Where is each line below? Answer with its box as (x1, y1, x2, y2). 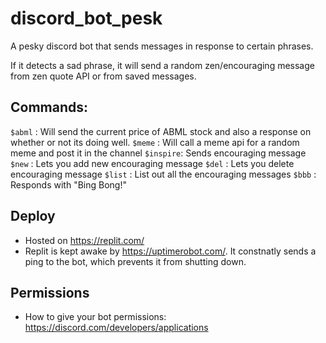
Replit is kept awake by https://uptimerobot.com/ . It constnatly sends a (24, 245, 317, 257)
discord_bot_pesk (10, 7, 163, 30)
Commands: (10, 99, 89, 116)
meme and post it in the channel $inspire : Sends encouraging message (10, 147, 307, 159)
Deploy (10, 208, 56, 225)
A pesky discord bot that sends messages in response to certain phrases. (10, 40, 314, 52)
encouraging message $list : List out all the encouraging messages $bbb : (10, 168, 317, 180)
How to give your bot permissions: (24, 311, 167, 323)
